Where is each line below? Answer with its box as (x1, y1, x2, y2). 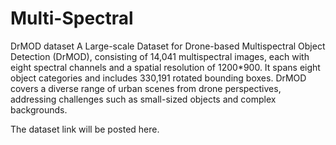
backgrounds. (10, 103, 68, 116)
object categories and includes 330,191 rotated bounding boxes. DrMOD (10, 72, 307, 84)
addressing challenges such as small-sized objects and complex (10, 93, 277, 105)
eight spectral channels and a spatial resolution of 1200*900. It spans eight (10, 61, 321, 73)
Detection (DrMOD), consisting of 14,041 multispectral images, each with (10, 50, 310, 62)
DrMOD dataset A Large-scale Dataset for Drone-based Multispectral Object (10, 40, 326, 52)
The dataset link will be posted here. (10, 123, 160, 135)
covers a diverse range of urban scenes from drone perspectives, (10, 82, 282, 94)
